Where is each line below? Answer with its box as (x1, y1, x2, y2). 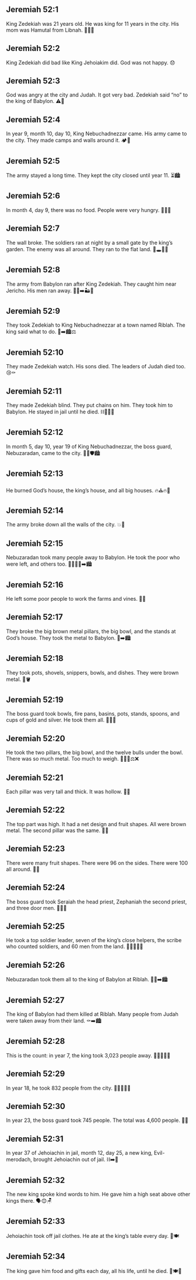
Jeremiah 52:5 (6, 156, 60, 166)
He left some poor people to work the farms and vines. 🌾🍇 (6, 595, 146, 602)
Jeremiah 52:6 (6, 191, 60, 201)
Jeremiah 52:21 (6, 772, 64, 782)
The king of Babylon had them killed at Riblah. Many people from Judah (6, 1010, 178, 1018)
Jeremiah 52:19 (6, 695, 64, 705)
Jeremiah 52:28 (6, 1036, 66, 1046)
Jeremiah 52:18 (6, 653, 64, 663)
